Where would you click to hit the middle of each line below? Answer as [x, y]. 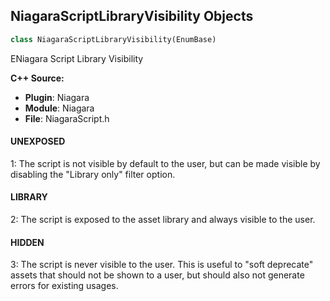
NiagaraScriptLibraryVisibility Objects [132, 16]
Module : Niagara [59, 108]
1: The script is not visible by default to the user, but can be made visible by [165, 163]
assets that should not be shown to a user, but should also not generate [157, 275]
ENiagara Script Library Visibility [77, 58]
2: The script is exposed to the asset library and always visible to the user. [163, 220]
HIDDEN [27, 242]
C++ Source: [37, 78]
